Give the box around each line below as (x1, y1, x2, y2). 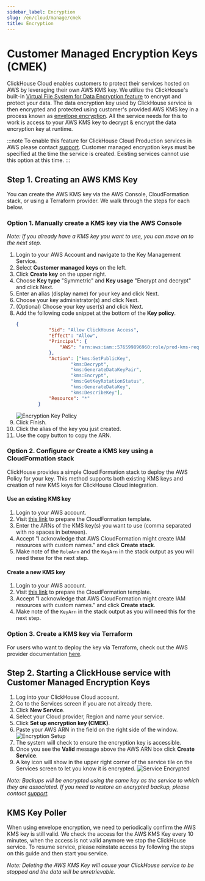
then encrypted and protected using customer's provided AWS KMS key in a (7, 106, 199, 113)
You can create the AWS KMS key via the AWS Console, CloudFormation (7, 191, 189, 198)
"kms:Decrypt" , (70, 361, 109, 367)
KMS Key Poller (7, 808, 67, 818)
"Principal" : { (48, 339, 87, 345)
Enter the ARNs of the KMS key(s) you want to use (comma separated (15, 522, 192, 529)
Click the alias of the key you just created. (15, 425, 121, 432)
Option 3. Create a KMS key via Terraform (7, 630, 133, 638)
